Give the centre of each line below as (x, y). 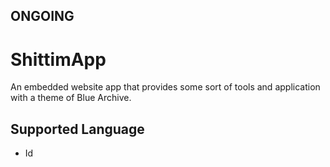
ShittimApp (58, 59)
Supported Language (77, 129)
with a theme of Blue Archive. (71, 98)
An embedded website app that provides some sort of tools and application (165, 87)
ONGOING (42, 16)
